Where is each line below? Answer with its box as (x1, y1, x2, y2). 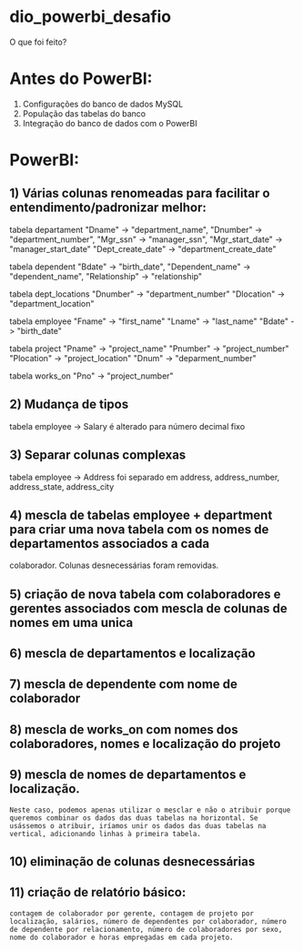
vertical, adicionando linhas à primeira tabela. (9, 829, 202, 838)
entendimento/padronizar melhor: (9, 200, 207, 216)
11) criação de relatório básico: (9, 885, 187, 900)
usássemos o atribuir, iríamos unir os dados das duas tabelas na (9, 821, 267, 830)
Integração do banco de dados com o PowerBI (22, 117, 197, 128)
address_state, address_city (9, 481, 115, 492)
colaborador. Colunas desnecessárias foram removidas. (9, 560, 219, 571)
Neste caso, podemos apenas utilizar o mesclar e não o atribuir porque (9, 805, 291, 814)
